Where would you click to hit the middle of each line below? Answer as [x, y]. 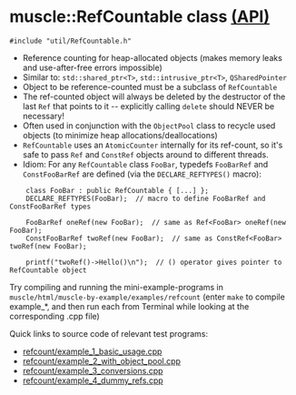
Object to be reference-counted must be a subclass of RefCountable [150, 86]
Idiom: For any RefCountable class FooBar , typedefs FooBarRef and [145, 164]
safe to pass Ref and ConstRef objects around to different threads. [146, 154]
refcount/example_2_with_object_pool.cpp [102, 360]
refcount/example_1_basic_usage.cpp [92, 351]
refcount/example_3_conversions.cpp [93, 370]
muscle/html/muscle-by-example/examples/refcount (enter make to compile [148, 297]
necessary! [44, 116]
